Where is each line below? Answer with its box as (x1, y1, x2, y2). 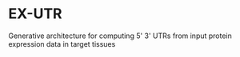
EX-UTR (8, 5, 62, 23)
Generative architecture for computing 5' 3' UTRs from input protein (8, 31, 232, 40)
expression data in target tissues (8, 39, 116, 48)
